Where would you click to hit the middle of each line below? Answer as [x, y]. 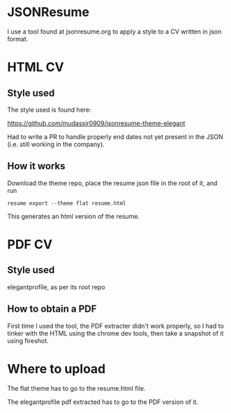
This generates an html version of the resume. [74, 216]
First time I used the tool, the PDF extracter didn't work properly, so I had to [116, 326]
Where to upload [57, 369]
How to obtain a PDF [52, 309]
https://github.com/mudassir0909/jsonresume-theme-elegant [96, 123]
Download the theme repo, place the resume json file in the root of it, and [112, 183]
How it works [36, 166]
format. [18, 38]
